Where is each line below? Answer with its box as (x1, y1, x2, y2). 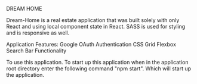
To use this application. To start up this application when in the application (6, 59, 189, 66)
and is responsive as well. (6, 29, 70, 36)
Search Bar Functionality (6, 47, 67, 54)
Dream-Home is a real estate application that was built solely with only (6, 17, 180, 23)
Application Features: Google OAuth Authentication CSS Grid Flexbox (6, 41, 176, 48)
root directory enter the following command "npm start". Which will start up (6, 65, 192, 72)
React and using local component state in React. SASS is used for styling (6, 23, 186, 30)
